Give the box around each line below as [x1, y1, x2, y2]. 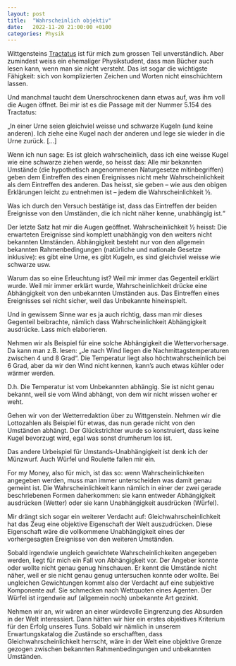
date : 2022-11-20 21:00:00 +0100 [7, 23, 112, 30]
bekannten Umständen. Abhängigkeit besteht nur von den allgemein [7, 238, 206, 246]
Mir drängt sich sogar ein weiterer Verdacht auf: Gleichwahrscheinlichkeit [7, 513, 221, 521]
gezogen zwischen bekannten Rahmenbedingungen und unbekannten [7, 645, 211, 653]
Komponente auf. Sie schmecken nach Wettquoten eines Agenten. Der [7, 586, 212, 595]
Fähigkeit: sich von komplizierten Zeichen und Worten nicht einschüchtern [7, 72, 223, 81]
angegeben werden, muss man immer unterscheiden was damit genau [7, 476, 212, 484]
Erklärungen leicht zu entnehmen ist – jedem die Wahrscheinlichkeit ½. [7, 188, 213, 196]
